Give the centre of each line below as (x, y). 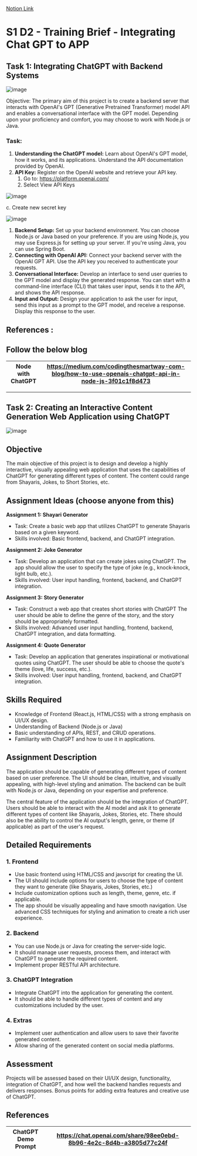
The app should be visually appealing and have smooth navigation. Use (101, 906)
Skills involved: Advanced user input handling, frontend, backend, (94, 628)
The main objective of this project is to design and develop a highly (87, 463)
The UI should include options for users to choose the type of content (99, 881)
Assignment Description (52, 757)
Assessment (30, 1064)
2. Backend (23, 933)
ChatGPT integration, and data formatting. (65, 633)
